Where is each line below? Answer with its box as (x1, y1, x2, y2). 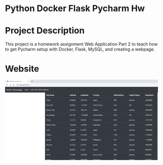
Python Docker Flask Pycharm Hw (5, 3, 145, 14)
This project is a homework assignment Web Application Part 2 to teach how (5, 41, 158, 47)
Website (5, 64, 39, 74)
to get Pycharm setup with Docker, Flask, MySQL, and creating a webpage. (5, 47, 155, 52)
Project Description (5, 25, 85, 36)
